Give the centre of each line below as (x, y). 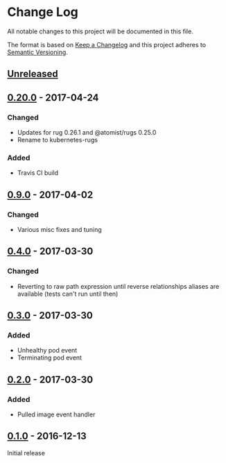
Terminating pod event (49, 357)
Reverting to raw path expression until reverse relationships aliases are (118, 286)
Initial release (26, 453)
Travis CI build (38, 173)
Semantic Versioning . (37, 52)
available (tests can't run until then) (68, 294)
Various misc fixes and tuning (59, 229)
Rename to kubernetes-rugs (58, 140)
